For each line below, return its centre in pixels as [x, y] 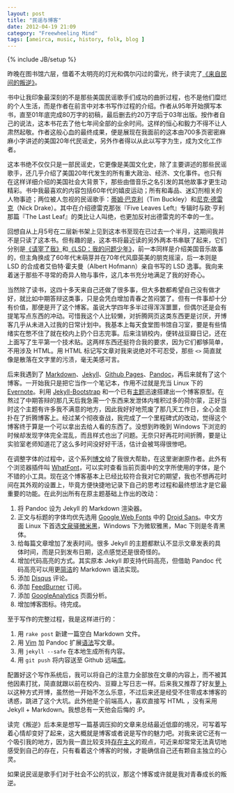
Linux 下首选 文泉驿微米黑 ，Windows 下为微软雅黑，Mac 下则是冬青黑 [125, 526]
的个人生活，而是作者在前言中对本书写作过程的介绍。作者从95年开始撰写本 [115, 106]
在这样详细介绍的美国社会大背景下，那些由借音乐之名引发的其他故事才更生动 [117, 182]
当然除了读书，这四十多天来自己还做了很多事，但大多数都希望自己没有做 [111, 290]
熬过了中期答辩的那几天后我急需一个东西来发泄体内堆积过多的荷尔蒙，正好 [114, 401]
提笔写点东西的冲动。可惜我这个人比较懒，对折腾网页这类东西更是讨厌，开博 [117, 316]
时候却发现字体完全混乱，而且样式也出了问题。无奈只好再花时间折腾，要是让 [117, 436]
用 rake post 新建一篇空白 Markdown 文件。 [80, 634]
